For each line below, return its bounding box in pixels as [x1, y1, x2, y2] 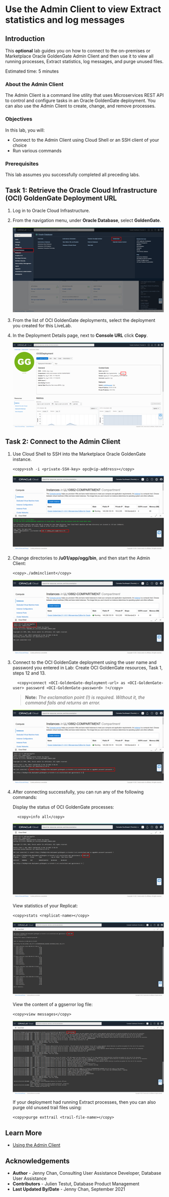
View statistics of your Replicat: [12, 903, 78, 909]
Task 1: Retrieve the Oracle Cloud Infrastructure [5, 186, 157, 195]
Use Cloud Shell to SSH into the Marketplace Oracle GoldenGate [12, 450, 146, 457]
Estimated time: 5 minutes [5, 68, 59, 74]
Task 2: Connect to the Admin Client [5, 437, 121, 446]
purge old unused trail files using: [12, 1105, 82, 1111]
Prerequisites [5, 160, 39, 167]
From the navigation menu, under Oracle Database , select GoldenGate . [12, 217, 161, 223]
